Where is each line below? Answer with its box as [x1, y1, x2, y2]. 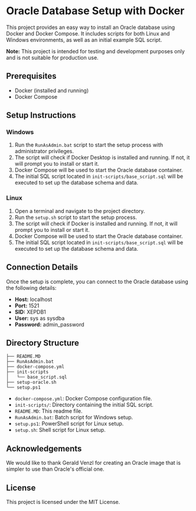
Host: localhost [14, 296, 53, 303]
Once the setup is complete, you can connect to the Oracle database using [6, 278, 189, 285]
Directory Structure [6, 338, 80, 348]
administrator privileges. [14, 148, 74, 155]
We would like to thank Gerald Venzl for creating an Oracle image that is [6, 460, 181, 467]
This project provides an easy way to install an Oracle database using [6, 24, 175, 31]
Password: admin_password [14, 321, 84, 328]
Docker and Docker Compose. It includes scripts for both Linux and [6, 30, 170, 37]
